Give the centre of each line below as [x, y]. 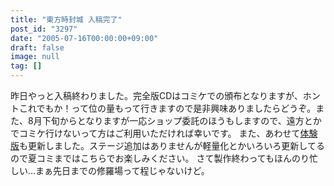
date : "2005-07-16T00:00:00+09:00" [84, 38]
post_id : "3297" [44, 29]
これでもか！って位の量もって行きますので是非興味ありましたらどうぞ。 [167, 108]
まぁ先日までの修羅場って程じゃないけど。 [122, 170]
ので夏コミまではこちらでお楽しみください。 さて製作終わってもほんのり [160, 158]
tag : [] [26, 66]
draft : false [37, 47]
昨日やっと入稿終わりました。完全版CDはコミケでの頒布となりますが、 [156, 95]
